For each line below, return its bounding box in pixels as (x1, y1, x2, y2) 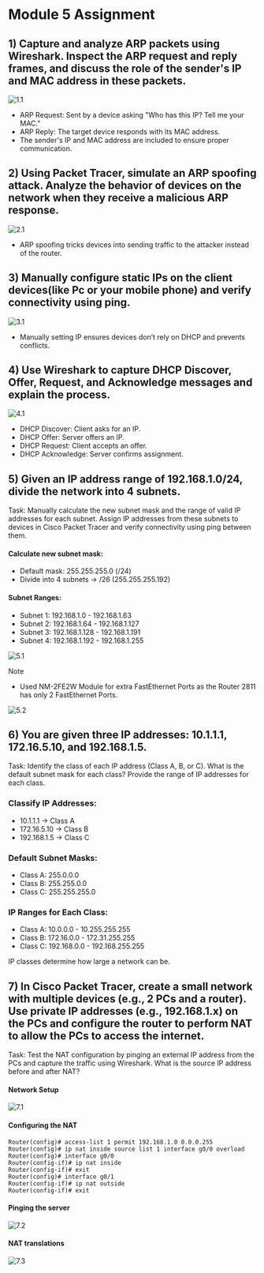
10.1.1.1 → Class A (19, 816, 75, 825)
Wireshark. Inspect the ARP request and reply (8, 49, 238, 62)
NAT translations (8, 1238, 65, 1249)
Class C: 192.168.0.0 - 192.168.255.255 (19, 941, 145, 951)
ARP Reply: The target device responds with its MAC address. (19, 127, 221, 136)
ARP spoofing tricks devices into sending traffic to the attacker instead (19, 239, 250, 250)
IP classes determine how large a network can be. (8, 957, 171, 967)
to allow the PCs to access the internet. (8, 1029, 205, 1042)
